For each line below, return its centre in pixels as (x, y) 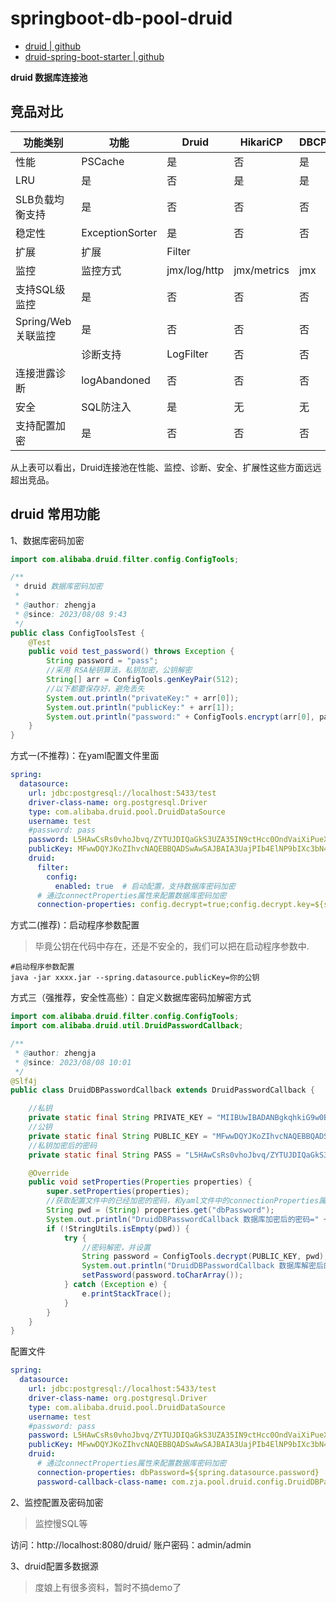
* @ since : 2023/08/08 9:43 (71, 614)
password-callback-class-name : (102, 1482)
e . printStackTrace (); (126, 1293)
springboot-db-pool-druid (121, 18)
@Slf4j (24, 1081)
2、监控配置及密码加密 (57, 1502)
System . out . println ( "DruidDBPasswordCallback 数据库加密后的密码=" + (187, 1219)
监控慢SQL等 (61, 1523)
